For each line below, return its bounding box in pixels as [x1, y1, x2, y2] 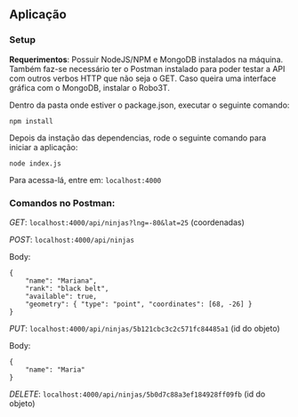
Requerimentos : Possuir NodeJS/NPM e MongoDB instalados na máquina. [9, 53, 284, 65]
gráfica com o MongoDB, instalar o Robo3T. [9, 82, 171, 92]
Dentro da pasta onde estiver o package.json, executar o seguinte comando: [9, 100, 290, 110]
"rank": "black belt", [25, 284, 109, 293]
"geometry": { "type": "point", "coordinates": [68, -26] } [25, 300, 253, 309]
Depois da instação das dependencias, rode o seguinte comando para [9, 132, 267, 143]
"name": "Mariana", [25, 276, 98, 285]
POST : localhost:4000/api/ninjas [9, 234, 135, 245]
